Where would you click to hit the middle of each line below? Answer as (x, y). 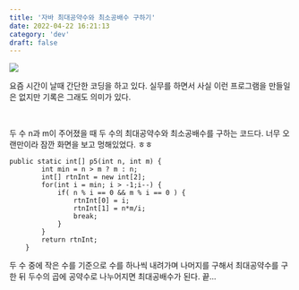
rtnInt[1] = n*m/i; (109, 209)
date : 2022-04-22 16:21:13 (60, 26)
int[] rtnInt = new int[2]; (94, 177)
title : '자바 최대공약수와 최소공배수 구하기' (82, 17)
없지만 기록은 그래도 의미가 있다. (75, 97)
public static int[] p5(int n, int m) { (86, 162)
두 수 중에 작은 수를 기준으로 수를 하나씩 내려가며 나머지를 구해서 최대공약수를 (144, 266)
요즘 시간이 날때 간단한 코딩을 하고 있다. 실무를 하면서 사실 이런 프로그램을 (138, 86)
